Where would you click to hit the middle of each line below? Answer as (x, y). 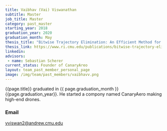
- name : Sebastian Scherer (35, 61)
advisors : (15, 56)
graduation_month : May (29, 38)
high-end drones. (23, 99)
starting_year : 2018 (27, 28)
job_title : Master (24, 19)
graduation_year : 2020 (29, 33)
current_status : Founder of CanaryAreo (46, 65)
